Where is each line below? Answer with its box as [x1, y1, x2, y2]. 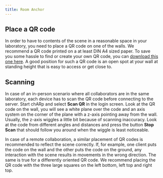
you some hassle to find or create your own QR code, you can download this [5, 53, 159, 59]
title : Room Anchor [5, 7, 45, 12]
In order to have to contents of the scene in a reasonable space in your [5, 38, 147, 44]
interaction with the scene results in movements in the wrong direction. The [5, 152, 157, 158]
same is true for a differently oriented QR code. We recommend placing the [5, 157, 156, 163]
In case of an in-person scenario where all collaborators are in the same [5, 91, 149, 97]
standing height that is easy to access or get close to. [5, 64, 112, 70]
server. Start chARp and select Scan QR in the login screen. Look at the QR [5, 101, 156, 107]
